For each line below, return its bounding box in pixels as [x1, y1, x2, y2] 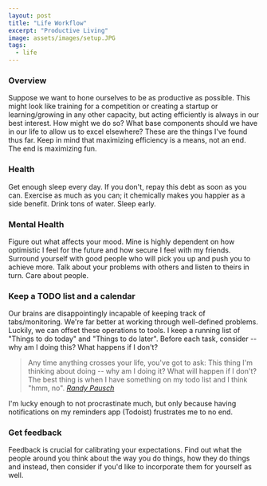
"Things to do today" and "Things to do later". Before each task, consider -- [8, 334, 257, 343]
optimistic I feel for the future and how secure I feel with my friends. [8, 245, 231, 255]
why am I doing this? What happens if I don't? [8, 343, 158, 352]
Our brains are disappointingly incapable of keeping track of [8, 308, 206, 319]
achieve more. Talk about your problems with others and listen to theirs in [8, 262, 249, 272]
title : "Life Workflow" [8, 19, 88, 27]
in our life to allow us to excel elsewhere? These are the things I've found [8, 127, 248, 136]
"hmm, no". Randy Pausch [27, 383, 115, 393]
